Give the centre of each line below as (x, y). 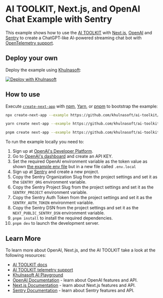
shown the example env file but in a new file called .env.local (74, 167)
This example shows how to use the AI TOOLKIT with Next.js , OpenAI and (79, 32)
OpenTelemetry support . (30, 43)
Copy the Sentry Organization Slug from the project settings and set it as (85, 177)
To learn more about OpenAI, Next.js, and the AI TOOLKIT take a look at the (81, 250)
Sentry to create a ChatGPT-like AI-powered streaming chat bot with (74, 38)
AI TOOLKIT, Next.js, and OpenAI (73, 9)
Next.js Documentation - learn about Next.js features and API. (74, 285)
